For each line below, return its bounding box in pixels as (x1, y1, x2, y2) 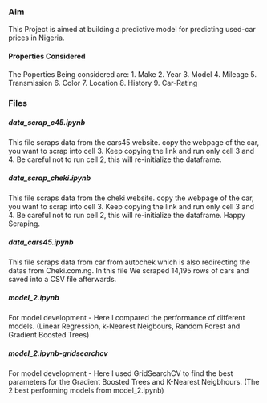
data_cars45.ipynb (8, 237, 74, 247)
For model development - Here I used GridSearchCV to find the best (8, 369, 233, 378)
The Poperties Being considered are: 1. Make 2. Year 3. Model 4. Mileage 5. (8, 69, 257, 79)
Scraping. (8, 219, 40, 228)
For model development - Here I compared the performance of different (8, 313, 245, 323)
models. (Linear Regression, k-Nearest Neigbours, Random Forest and (8, 321, 241, 331)
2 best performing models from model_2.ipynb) (8, 385, 164, 395)
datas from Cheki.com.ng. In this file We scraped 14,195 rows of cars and (8, 266, 249, 276)
